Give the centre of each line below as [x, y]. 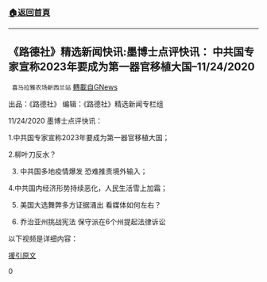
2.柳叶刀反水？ [33, 154]
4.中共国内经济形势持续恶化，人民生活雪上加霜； [88, 189]
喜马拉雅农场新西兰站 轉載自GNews [64, 87]
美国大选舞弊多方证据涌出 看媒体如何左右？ [90, 205]
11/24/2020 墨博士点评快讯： [56, 121]
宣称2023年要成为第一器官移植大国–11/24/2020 [137, 66]
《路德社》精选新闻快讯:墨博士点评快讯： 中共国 [126, 52]
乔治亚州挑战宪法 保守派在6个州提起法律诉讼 [93, 222]
